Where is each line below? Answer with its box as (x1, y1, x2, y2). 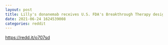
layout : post (5, 7, 32, 12)
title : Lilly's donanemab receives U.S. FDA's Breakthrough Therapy (5, 12, 151, 17)
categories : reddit (5, 21, 46, 26)
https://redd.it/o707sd (5, 35, 50, 41)
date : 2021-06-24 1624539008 (5, 16, 66, 21)
